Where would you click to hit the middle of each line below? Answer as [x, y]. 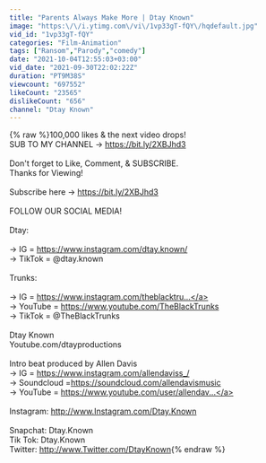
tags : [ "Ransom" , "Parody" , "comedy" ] [77, 51]
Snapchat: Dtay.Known [51, 431]
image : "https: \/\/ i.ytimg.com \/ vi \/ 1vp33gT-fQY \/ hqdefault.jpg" [133, 26]
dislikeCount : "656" [48, 101]
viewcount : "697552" [48, 84]
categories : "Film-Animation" [66, 43]
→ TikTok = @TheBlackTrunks [65, 316]
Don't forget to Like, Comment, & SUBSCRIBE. [94, 163]
